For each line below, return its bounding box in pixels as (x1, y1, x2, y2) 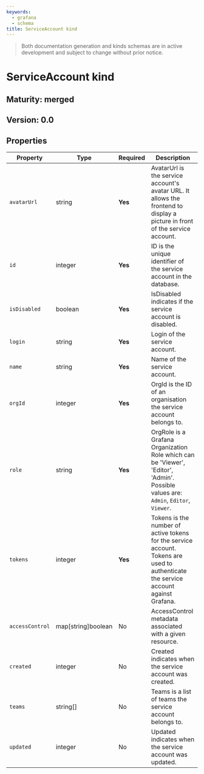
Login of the (151, 330, 186, 339)
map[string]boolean (55, 622, 113, 631)
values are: (151, 489, 183, 497)
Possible (151, 481, 175, 489)
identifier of (151, 257, 184, 266)
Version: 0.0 (6, 115, 54, 125)
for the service (151, 537, 193, 545)
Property (16, 154, 43, 162)
